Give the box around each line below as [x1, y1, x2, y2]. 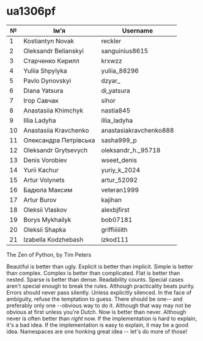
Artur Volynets [23, 175, 65, 184]
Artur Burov [23, 196, 57, 204]
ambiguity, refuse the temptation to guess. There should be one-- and [6, 295, 183, 302]
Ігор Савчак [23, 96, 59, 105]
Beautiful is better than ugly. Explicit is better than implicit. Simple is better [6, 263, 194, 270]
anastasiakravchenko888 [100, 126, 174, 134]
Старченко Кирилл [23, 56, 79, 65]
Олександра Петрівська [23, 136, 95, 144]
